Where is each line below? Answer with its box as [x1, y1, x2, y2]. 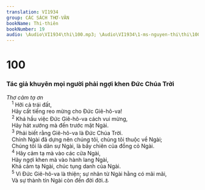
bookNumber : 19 [6, 26, 45, 32]
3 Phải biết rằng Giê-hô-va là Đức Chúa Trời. [12, 128, 123, 136]
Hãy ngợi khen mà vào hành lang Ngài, [12, 156, 109, 164]
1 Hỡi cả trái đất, [12, 100, 52, 109]
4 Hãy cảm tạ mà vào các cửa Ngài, [12, 148, 101, 157]
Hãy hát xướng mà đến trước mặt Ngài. [12, 122, 109, 129]
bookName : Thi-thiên [6, 20, 59, 26]
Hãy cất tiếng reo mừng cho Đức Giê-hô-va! [12, 108, 123, 115]
